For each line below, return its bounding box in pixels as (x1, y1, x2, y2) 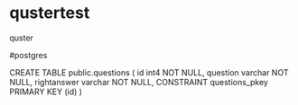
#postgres (9, 49, 48, 60)
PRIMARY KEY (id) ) (9, 86, 83, 97)
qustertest (9, 3, 90, 23)
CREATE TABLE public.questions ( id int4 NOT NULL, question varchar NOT (9, 66, 289, 78)
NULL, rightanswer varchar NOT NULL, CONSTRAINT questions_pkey (9, 76, 269, 87)
